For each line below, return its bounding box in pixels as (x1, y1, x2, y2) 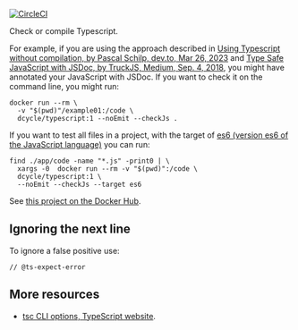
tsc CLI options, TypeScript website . (21, 310, 157, 321)
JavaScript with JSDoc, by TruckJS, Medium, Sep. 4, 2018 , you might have (9, 63, 285, 72)
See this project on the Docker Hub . (9, 196, 141, 206)
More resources (9, 287, 100, 302)
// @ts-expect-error (9, 262, 87, 272)
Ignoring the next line (9, 222, 132, 237)
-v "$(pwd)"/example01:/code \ (17, 106, 134, 115)
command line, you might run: (9, 81, 119, 91)
